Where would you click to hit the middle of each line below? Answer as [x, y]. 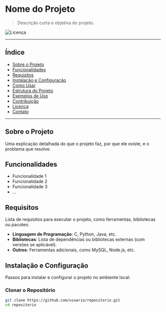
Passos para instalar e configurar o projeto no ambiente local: [68, 277]
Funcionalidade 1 [29, 176]
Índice [15, 53]
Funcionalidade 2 [30, 182]
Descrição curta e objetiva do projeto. [56, 23]
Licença [20, 106]
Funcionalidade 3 [30, 187]
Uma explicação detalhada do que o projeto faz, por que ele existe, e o [77, 144]
